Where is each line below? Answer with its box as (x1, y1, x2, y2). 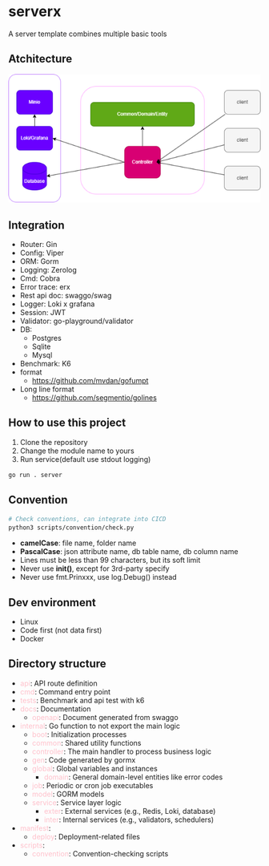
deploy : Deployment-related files (31, 832, 140, 841)
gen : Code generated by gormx (31, 755, 136, 764)
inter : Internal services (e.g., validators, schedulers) (43, 815, 215, 824)
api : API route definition (19, 678, 98, 688)
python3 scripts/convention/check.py (8, 524, 134, 532)
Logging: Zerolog (19, 265, 78, 274)
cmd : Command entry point (19, 686, 110, 696)
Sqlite (31, 342, 51, 351)
